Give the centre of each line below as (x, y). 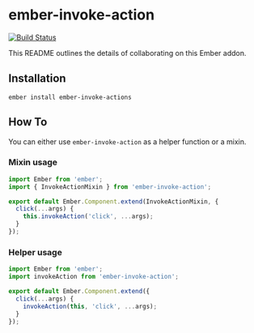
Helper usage (35, 252)
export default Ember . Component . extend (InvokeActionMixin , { (114, 201)
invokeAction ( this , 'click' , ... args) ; (90, 306)
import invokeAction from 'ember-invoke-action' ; (94, 277)
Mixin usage (33, 162)
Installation (37, 79)
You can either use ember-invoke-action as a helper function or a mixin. (127, 141)
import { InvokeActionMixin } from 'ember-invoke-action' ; (110, 187)
